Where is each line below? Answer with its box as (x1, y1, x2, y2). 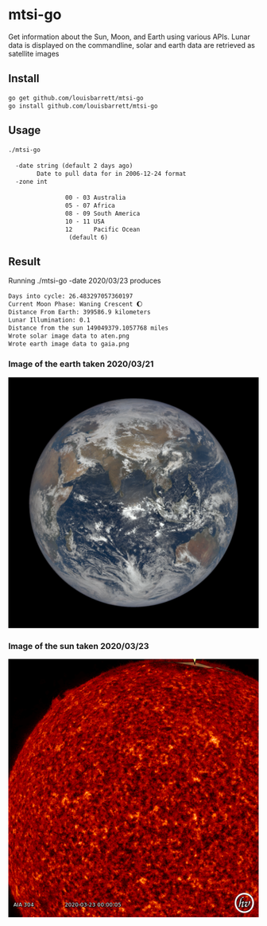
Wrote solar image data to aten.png (8, 332, 130, 340)
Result (8, 255, 41, 268)
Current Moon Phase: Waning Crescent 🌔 (8, 300, 143, 308)
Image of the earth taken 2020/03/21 (8, 358, 154, 369)
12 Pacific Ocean (64, 225, 141, 233)
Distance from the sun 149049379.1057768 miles (8, 324, 169, 332)
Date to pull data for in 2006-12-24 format (37, 170, 187, 178)
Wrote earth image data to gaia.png (8, 340, 130, 348)
